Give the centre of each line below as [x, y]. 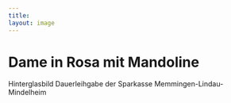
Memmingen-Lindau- [189, 84]
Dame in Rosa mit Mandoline [104, 62]
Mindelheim [27, 93]
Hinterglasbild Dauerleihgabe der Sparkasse [81, 84]
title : [19, 15]
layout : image [32, 23]
